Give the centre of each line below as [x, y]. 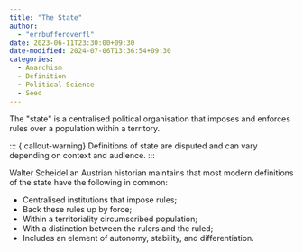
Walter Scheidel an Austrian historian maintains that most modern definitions [152, 173]
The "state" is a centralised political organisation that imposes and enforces [150, 119]
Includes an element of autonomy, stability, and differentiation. [138, 238]
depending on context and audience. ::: [82, 155]
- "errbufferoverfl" [56, 34]
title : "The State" [46, 18]
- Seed [30, 93]
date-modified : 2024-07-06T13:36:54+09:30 [90, 51]
